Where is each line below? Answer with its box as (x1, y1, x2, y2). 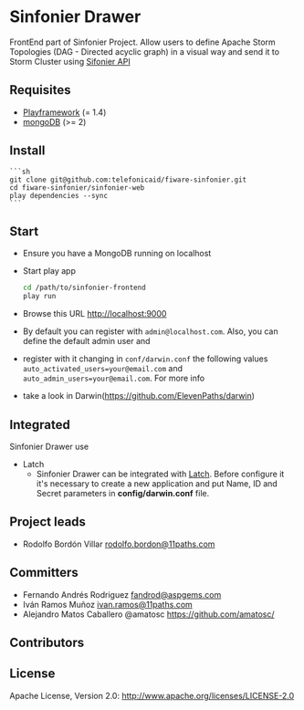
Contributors (9, 634, 85, 650)
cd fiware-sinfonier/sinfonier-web (9, 183, 145, 193)
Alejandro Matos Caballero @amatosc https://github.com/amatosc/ (22, 609, 275, 620)
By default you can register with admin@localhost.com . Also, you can (22, 326, 278, 337)
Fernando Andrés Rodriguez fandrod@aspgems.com (22, 589, 222, 600)
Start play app (22, 266, 76, 277)
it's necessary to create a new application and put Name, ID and (36, 477, 278, 489)
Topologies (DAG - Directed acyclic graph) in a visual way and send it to (9, 46, 280, 57)
